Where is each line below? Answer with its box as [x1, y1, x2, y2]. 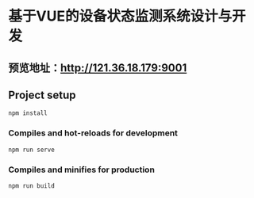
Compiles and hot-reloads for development [8, 128, 179, 139]
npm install [8, 109, 48, 117]
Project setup [8, 88, 77, 101]
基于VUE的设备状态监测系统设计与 [8, 7, 233, 25]
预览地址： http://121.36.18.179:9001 [8, 61, 187, 74]
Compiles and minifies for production [8, 164, 155, 175]
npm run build [8, 181, 56, 190]
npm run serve [8, 146, 56, 154]
